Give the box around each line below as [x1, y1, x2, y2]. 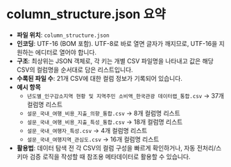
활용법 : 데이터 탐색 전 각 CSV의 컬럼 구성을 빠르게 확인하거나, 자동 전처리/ [16, 143, 216, 152]
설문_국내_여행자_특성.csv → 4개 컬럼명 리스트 [26, 126, 148, 134]
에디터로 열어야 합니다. [35, 48, 97, 56]
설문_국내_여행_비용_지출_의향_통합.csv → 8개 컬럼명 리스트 [26, 109, 181, 117]
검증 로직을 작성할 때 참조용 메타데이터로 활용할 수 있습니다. [29, 152, 191, 161]
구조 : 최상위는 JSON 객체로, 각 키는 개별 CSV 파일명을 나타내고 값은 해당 [16, 56, 214, 65]
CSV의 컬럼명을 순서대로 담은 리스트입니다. [16, 65, 133, 74]
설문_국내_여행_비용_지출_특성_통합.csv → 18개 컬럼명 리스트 [26, 118, 183, 126]
